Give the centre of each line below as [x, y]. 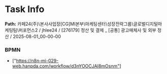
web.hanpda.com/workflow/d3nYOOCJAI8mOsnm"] [66, 66]
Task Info [25, 9]
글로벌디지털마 [148, 24]
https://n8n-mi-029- [37, 61]
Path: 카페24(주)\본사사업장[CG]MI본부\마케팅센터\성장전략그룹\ [69, 24]
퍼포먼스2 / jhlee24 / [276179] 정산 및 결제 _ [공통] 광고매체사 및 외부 [87, 30]
